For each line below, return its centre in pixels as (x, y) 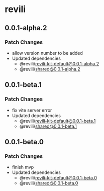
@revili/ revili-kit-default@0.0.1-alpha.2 (59, 63)
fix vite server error (32, 110)
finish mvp (23, 167)
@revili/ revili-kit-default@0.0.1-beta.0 (58, 178)
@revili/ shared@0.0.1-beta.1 (48, 126)
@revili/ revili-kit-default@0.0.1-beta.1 (58, 121)
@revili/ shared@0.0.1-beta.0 (49, 183)
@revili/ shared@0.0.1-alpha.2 (50, 69)
